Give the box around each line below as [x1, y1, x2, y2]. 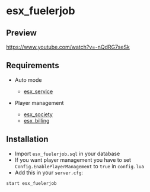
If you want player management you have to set [14, 156, 132, 164]
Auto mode [14, 76, 42, 84]
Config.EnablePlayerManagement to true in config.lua [14, 162, 144, 169]
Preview [6, 28, 37, 38]
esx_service [23, 88, 53, 95]
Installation [6, 135, 49, 145]
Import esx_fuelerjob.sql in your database [14, 150, 120, 157]
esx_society [23, 111, 53, 118]
